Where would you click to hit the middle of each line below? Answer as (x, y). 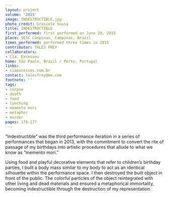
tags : (11, 84)
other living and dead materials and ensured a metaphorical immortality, (80, 183)
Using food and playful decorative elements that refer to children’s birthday (83, 162)
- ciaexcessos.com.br (28, 71)
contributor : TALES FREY (31, 47)
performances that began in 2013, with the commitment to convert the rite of (84, 142)
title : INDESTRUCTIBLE (29, 29)
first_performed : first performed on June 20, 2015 (60, 33)
